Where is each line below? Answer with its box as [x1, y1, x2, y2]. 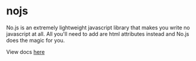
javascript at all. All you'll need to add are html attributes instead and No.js [6, 30, 189, 37]
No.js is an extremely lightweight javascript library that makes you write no [6, 24, 190, 31]
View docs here [6, 48, 45, 55]
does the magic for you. [6, 36, 65, 44]
